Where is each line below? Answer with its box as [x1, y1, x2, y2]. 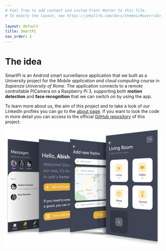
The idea [5, 56, 42, 67]
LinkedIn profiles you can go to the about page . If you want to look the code [5, 108, 160, 114]
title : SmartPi [5, 29, 37, 34]
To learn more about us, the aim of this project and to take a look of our [5, 103, 150, 109]
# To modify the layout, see [5, 13, 65, 18]
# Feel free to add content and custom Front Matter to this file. [5, 8, 147, 13]
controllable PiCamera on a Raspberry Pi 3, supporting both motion [5, 88, 142, 94]
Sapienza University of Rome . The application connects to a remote [5, 83, 143, 89]
